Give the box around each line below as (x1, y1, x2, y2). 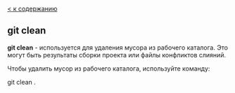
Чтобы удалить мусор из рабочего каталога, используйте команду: (7, 64, 210, 73)
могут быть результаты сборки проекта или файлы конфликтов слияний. (7, 50, 227, 59)
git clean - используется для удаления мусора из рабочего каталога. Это (7, 43, 229, 52)
